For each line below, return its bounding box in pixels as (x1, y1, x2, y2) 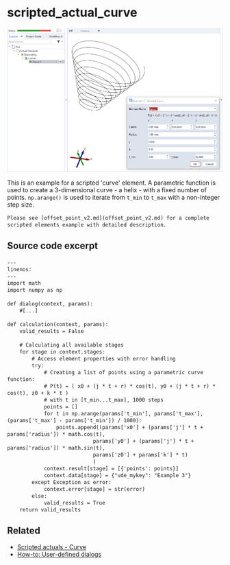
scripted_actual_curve (7, 5, 138, 21)
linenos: (7, 266, 32, 273)
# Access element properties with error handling (31, 355, 176, 362)
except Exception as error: (31, 478, 112, 485)
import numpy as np (7, 286, 63, 293)
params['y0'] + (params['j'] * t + (92, 437, 194, 444)
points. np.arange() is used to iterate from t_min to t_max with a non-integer (7, 193, 220, 201)
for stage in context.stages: (19, 348, 106, 355)
